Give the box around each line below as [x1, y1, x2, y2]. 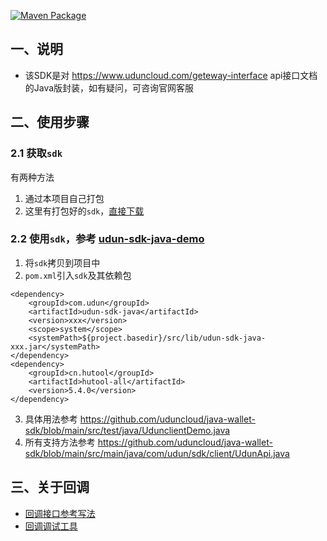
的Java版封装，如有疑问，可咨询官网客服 [24, 81, 195, 94]
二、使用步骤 [10, 114, 90, 131]
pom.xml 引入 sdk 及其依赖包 [24, 269, 132, 281]
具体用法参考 [24, 413, 78, 425]
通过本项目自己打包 [24, 192, 105, 204]
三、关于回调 [10, 479, 90, 496]
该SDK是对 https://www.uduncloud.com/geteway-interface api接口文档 [24, 69, 318, 81]
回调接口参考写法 [24, 507, 96, 519]
